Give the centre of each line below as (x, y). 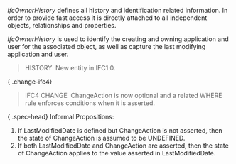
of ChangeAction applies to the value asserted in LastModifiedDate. (117, 153)
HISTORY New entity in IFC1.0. (70, 68)
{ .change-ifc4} (30, 82)
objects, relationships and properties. (62, 25)
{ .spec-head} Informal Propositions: (61, 117)
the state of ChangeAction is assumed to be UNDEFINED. (101, 138)
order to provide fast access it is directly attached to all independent (107, 18)
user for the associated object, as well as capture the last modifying (107, 47)
